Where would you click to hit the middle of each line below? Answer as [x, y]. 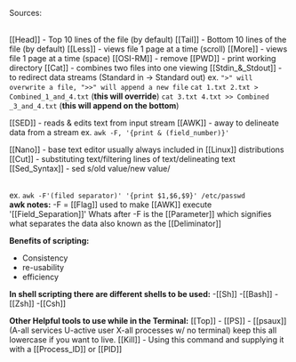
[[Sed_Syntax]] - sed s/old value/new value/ [90, 169]
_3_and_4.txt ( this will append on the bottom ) [94, 105]
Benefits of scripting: [49, 241]
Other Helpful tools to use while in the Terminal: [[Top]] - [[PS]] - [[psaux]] [148, 321]
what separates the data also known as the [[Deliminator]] [116, 223]
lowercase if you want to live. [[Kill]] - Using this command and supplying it [147, 340]
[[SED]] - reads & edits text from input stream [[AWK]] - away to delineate [144, 123]
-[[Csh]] [51, 303]
